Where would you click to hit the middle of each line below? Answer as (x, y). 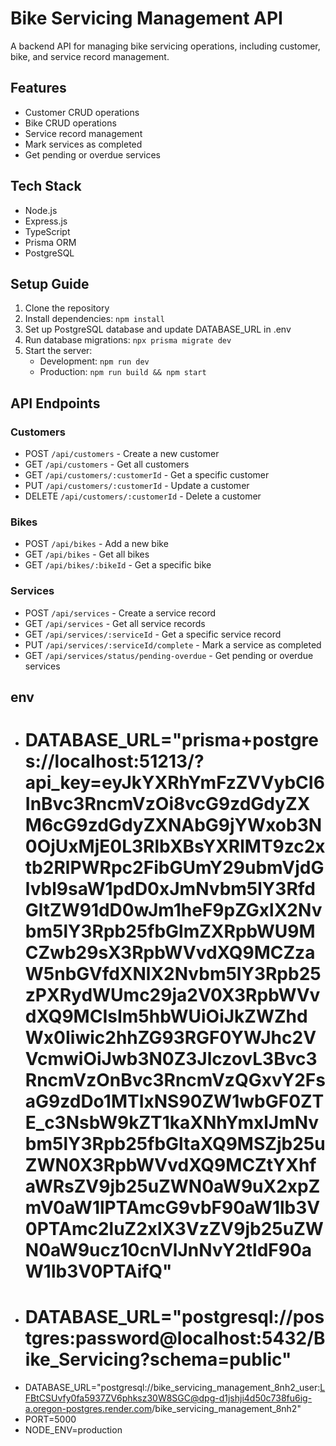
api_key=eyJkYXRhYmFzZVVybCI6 (174, 783)
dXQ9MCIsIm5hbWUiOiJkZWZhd (166, 1016)
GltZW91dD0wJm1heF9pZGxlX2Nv (173, 910)
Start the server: (58, 351)
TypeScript (47, 231)
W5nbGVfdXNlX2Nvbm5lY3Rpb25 (173, 974)
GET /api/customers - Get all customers (107, 464)
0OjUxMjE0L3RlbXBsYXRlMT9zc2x (175, 846)
